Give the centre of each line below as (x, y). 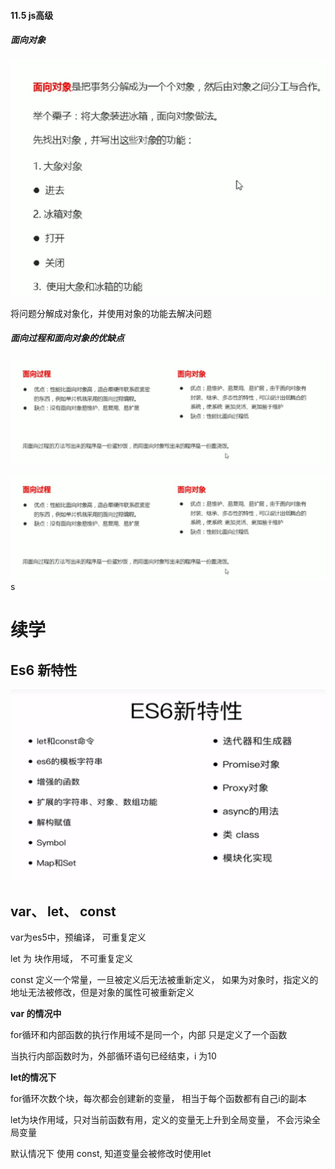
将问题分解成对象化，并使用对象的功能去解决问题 (111, 313)
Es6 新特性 (44, 670)
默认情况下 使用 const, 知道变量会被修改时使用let (111, 1154)
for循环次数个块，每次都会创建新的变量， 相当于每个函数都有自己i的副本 (158, 1099)
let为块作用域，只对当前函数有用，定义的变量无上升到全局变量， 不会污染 (161, 1120)
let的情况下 (33, 1077)
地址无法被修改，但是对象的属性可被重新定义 (102, 992)
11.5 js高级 (32, 15)
